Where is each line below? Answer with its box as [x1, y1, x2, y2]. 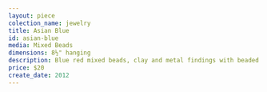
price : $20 [8, 64, 45, 72]
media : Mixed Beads [8, 42, 74, 50]
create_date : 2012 [8, 71, 70, 79]
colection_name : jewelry [8, 19, 91, 27]
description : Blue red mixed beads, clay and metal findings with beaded [8, 57, 260, 65]
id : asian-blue [8, 34, 59, 42]
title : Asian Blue [8, 26, 70, 34]
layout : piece [8, 11, 56, 20]
